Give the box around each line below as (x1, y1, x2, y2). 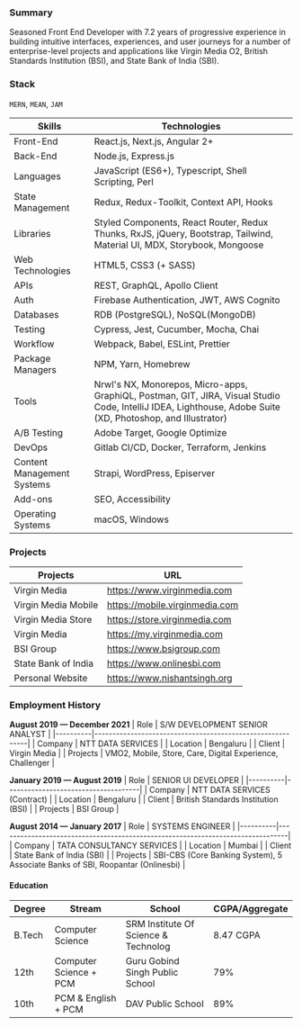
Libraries (13, 227, 51, 239)
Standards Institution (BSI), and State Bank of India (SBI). (9, 56, 220, 67)
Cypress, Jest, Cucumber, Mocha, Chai (93, 322, 260, 335)
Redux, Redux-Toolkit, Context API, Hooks (93, 195, 273, 208)
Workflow (13, 338, 55, 350)
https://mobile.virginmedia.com (106, 599, 239, 611)
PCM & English (54, 992, 117, 1004)
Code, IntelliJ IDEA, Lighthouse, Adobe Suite (93, 401, 281, 413)
